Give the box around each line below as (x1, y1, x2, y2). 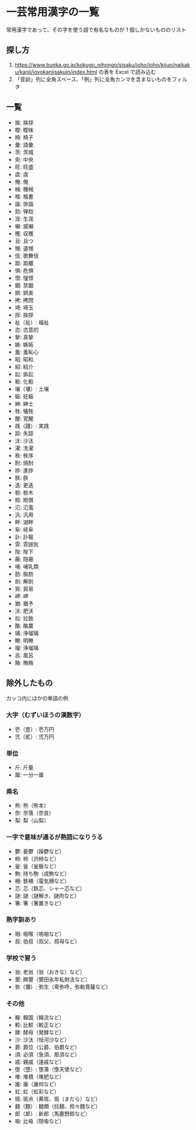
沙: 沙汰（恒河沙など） (14, 1036, 70, 1044)
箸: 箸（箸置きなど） (14, 899, 65, 906)
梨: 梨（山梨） (14, 817, 49, 824)
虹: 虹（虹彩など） (14, 1088, 60, 1095)
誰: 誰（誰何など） (14, 1081, 60, 1088)
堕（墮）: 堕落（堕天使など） (14, 1066, 86, 1073)
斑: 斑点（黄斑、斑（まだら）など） (14, 1096, 101, 1103)
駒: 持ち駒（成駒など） (14, 870, 70, 877)
